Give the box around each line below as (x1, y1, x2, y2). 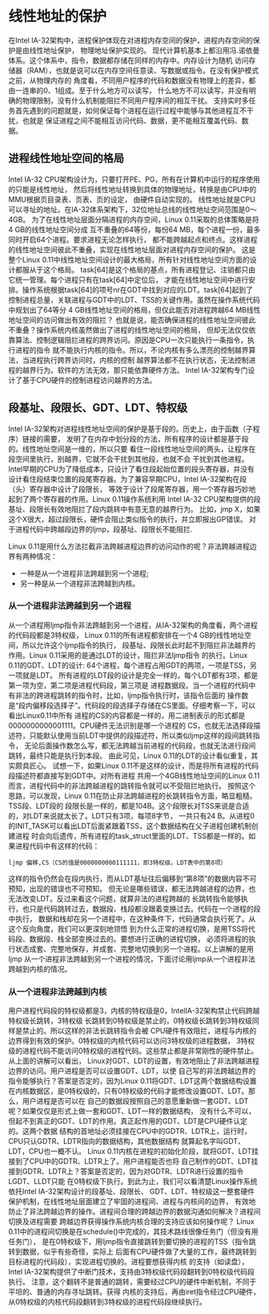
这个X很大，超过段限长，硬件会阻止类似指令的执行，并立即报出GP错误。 (8, 514, 247, 524)
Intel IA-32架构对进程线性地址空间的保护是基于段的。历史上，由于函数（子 (8, 423, 254, 434)
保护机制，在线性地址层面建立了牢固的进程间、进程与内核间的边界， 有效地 (8, 1197, 256, 1206)
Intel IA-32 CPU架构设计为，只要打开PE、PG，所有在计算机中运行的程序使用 (8, 174, 260, 184)
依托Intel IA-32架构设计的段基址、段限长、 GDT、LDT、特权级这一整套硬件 (8, 1186, 255, 1197)
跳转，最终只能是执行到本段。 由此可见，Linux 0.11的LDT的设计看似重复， (8, 750, 251, 760)
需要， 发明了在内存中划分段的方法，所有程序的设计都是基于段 (42, 434, 249, 443)
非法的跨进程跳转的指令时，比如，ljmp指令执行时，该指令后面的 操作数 (14, 690, 249, 700)
